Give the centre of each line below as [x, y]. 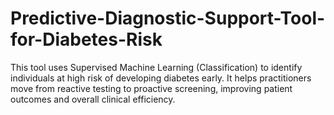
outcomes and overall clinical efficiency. [93, 99]
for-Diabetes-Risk [86, 39]
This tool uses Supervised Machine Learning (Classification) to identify [156, 67]
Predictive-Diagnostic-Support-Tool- [168, 18]
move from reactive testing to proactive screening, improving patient [151, 88]
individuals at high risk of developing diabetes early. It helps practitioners [161, 78]
